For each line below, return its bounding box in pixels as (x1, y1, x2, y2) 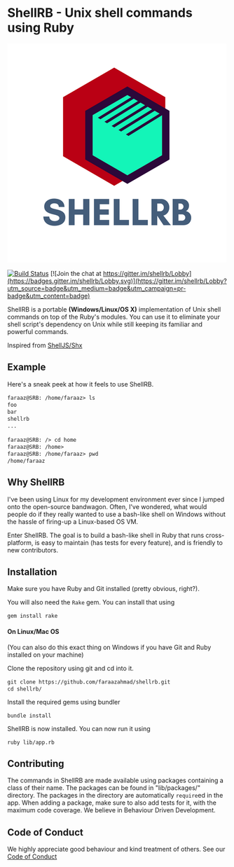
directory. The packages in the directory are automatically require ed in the (7, 791, 223, 800)
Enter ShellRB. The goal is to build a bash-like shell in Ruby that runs (7, 531, 205, 539)
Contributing (7, 758, 64, 770)
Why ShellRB (7, 476, 65, 488)
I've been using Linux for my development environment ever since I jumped (7, 495, 225, 504)
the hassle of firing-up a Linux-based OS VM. (7, 517, 139, 526)
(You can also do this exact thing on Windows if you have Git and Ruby (7, 643, 212, 651)
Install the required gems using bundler (7, 698, 121, 706)
